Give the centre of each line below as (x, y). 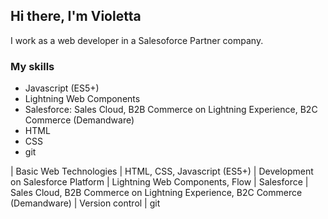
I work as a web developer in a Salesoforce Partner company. (137, 40)
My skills (32, 66)
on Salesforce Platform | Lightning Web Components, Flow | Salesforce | (159, 182)
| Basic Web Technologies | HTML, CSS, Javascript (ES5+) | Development (162, 171)
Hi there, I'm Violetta (76, 16)
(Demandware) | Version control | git (85, 203)
